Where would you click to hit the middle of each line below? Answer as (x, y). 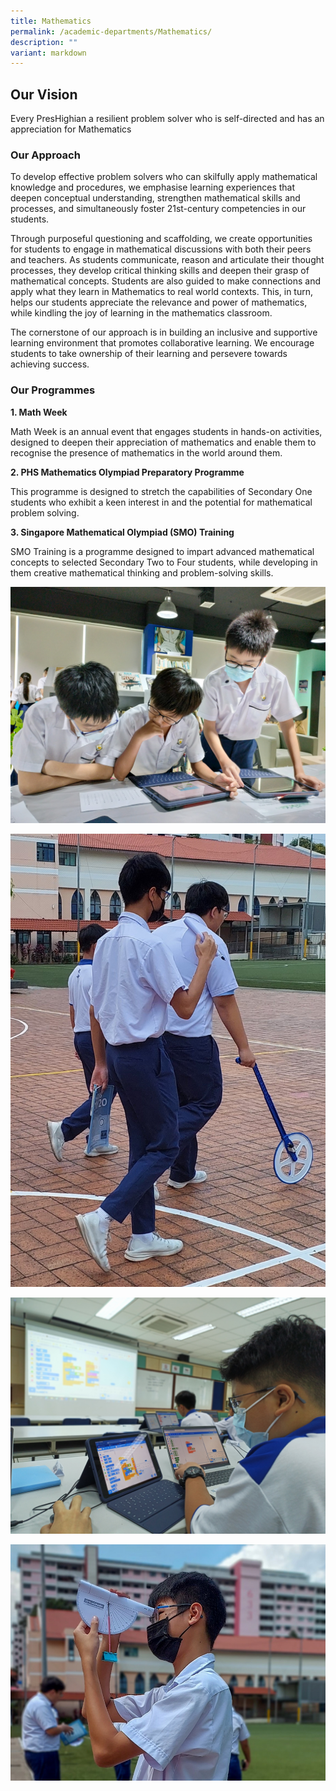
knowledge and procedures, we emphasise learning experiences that (153, 187)
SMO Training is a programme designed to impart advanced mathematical (162, 551)
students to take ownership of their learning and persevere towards (149, 354)
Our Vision (44, 94)
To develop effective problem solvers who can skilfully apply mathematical (164, 177)
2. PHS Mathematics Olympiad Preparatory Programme (127, 472)
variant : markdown (48, 53)
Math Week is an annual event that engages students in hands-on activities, (166, 431)
